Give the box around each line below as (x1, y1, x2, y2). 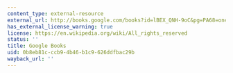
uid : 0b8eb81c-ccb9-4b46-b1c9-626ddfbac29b (7, 49, 135, 56)
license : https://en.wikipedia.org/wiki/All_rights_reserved (7, 29, 188, 37)
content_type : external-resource (7, 10, 104, 17)
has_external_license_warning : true (7, 23, 113, 30)
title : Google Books (7, 42, 67, 49)
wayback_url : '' (7, 56, 54, 63)
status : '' (7, 36, 39, 43)
